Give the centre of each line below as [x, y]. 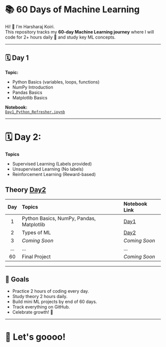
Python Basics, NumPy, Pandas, [59, 218]
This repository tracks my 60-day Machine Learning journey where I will [80, 32]
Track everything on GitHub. [41, 307]
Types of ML [36, 232]
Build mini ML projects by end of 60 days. [55, 302]
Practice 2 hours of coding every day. [51, 291]
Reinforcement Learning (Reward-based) [54, 174]
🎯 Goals [17, 279]
